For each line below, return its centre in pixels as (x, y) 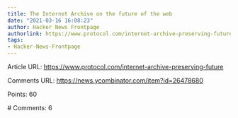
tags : (15, 40)
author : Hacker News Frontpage (53, 27)
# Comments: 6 (30, 108)
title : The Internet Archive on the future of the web (90, 14)
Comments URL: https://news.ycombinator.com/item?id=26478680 (106, 81)
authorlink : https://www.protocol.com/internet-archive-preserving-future (120, 34)
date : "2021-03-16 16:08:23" (50, 20)
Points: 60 (22, 94)
